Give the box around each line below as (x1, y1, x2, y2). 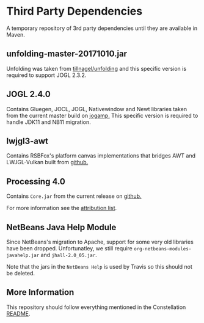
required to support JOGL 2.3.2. (6, 71, 87, 79)
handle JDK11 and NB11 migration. (6, 118, 92, 126)
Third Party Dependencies (6, 4, 142, 18)
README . (6, 310, 31, 317)
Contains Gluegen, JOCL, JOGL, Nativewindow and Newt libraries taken (6, 105, 188, 112)
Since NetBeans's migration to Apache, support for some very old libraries (6, 238, 194, 245)
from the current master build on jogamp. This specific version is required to (6, 112, 199, 119)
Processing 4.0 (6, 176, 65, 187)
